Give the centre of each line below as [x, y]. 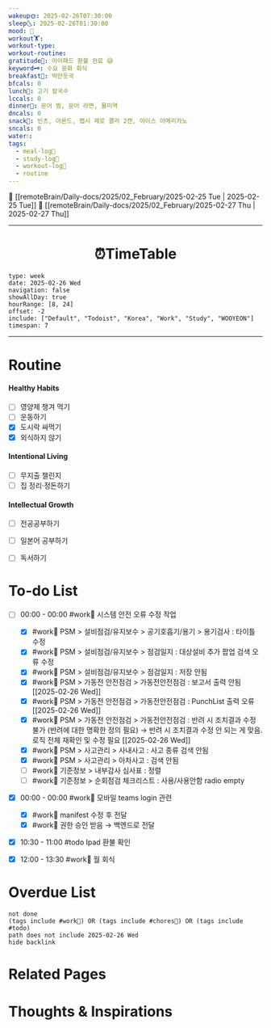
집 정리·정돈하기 [45, 485]
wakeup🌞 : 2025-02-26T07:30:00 [60, 16]
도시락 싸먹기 [41, 427]
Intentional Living [38, 457]
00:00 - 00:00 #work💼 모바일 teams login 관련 [96, 798]
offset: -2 [27, 311]
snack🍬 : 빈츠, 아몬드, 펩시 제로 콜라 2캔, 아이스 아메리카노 [98, 121]
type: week [27, 276]
